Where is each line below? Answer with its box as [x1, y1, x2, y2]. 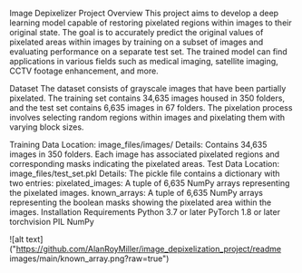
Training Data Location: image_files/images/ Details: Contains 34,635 [9, 140, 268, 150]
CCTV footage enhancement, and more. [9, 65, 159, 76]
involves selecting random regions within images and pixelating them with [9, 112, 286, 122]
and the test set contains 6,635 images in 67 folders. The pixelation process [9, 102, 293, 112]
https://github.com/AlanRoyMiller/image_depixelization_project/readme [15, 244, 282, 254]
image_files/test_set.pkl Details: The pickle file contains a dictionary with [9, 168, 280, 179]
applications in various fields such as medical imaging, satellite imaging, [9, 56, 278, 66]
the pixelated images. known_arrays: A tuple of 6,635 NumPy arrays [9, 188, 263, 198]
